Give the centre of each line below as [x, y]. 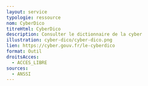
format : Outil [24, 51]
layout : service [27, 12]
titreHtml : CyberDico [34, 29]
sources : [17, 68]
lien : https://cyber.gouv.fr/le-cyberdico [61, 46]
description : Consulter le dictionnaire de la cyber [74, 35]
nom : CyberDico [25, 23]
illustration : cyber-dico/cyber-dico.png [59, 40]
